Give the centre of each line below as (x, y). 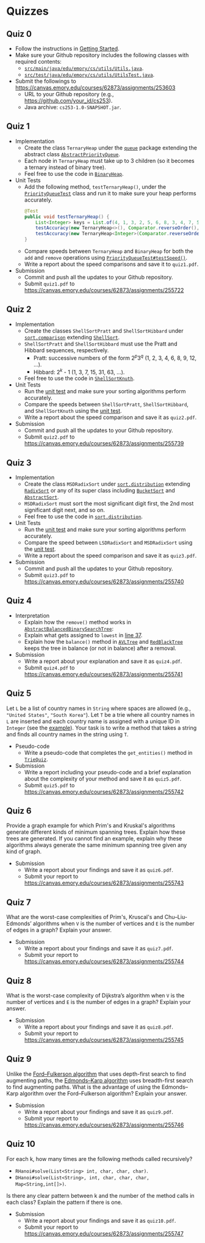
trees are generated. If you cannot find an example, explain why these (94, 839)
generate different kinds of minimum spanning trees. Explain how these (96, 832)
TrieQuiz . (36, 759)
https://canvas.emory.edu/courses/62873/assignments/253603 (95, 88)
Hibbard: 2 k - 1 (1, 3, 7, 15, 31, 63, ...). (79, 371)
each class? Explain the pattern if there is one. (64, 1202)
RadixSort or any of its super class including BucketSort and (99, 490)
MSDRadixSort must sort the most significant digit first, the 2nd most (109, 503)
